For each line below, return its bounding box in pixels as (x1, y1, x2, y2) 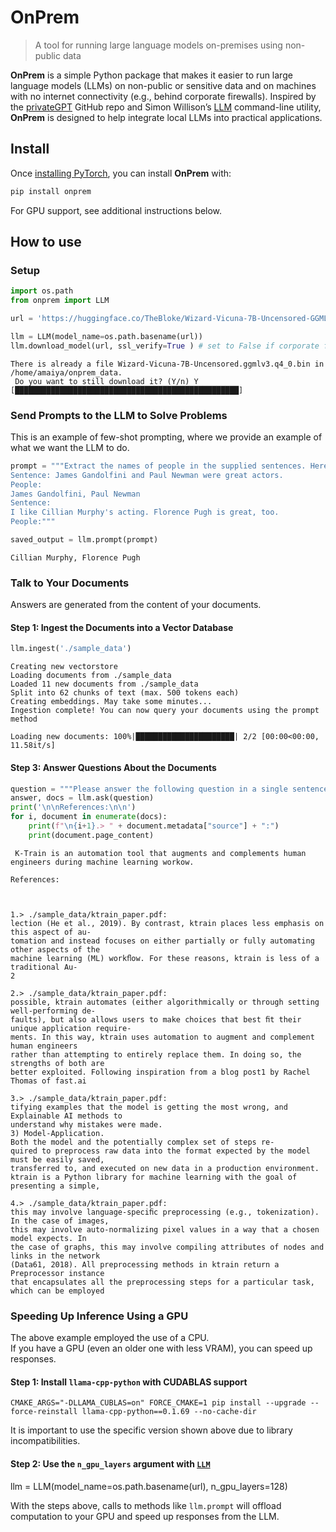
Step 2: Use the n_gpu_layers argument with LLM (10, 1457, 211, 1470)
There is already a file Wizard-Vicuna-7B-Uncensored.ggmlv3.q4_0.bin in (10, 359, 325, 369)
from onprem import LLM (10, 296, 110, 306)
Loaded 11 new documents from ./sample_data (10, 679, 199, 690)
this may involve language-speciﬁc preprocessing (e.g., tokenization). (10, 1207, 320, 1217)
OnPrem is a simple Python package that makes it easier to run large (10, 69, 293, 81)
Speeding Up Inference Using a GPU (10, 1309, 189, 1323)
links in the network (10, 1251, 101, 1261)
